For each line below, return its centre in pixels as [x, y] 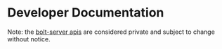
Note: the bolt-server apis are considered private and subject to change [111, 32]
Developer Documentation [86, 13]
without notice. [29, 39]
